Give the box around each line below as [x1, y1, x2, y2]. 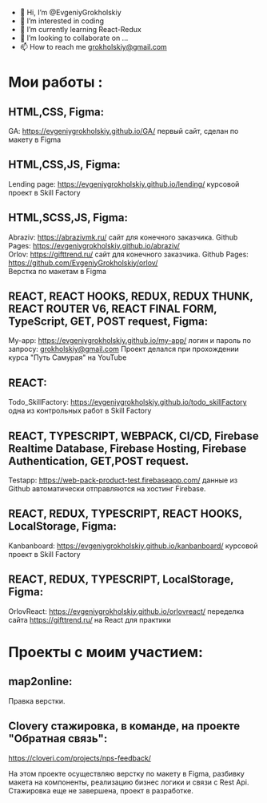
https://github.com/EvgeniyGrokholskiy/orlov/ [8, 257, 158, 268]
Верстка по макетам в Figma [8, 266, 106, 276]
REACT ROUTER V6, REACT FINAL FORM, [8, 302, 217, 316]
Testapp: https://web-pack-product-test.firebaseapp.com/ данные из [8, 475, 238, 485]
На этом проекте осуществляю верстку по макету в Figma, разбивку [8, 769, 245, 778]
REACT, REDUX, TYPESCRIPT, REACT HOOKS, [8, 507, 242, 521]
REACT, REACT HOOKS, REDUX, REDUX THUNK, [8, 289, 253, 304]
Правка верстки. [8, 696, 66, 705]
